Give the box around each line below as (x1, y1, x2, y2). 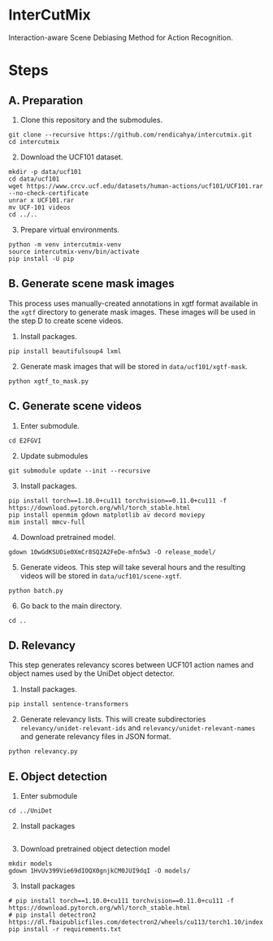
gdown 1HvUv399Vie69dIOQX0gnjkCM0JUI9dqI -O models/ (8, 867, 191, 875)
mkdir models (8, 860, 53, 868)
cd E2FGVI (8, 437, 42, 445)
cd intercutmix (8, 137, 60, 146)
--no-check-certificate (8, 189, 89, 197)
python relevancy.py (8, 747, 79, 756)
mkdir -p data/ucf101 (8, 168, 82, 176)
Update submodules (19, 451, 89, 460)
